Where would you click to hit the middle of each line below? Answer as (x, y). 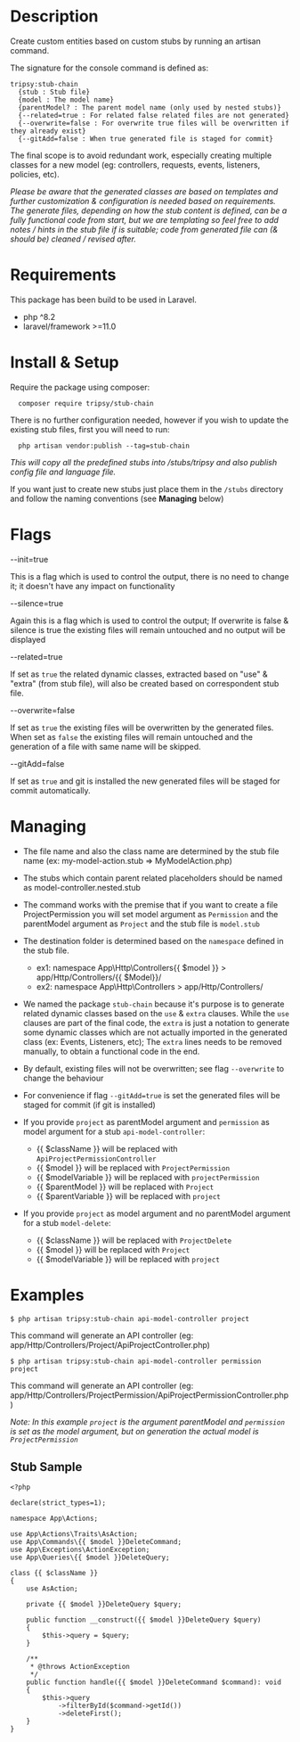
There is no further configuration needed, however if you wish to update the (150, 420)
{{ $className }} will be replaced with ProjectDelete (134, 1240)
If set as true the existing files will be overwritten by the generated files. (142, 727)
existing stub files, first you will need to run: (90, 429)
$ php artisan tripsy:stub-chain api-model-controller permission (136, 1361)
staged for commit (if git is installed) (89, 1105)
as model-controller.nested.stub (82, 887)
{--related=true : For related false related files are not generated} (154, 115)
